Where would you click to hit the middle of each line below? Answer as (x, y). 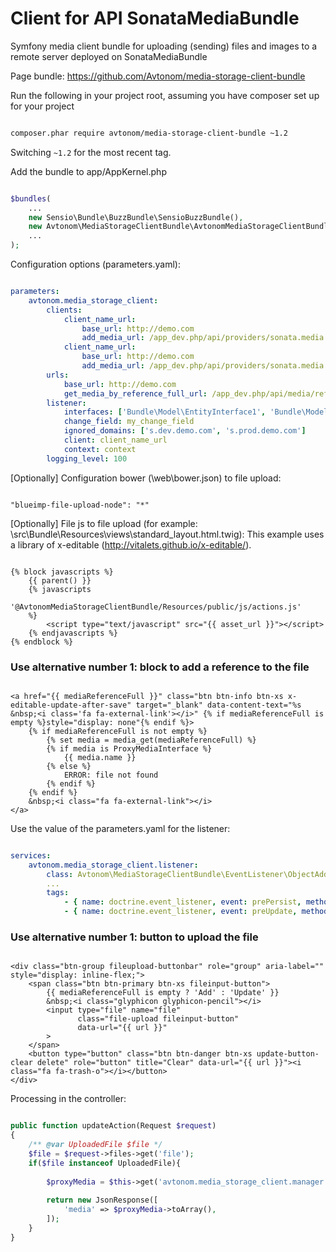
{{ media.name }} (100, 757)
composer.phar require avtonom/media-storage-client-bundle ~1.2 (149, 133)
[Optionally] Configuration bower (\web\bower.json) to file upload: (146, 478)
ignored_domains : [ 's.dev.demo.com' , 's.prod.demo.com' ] (185, 431)
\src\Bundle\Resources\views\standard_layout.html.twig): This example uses (167, 534)
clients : (64, 310)
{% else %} (69, 766)
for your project (42, 106)
